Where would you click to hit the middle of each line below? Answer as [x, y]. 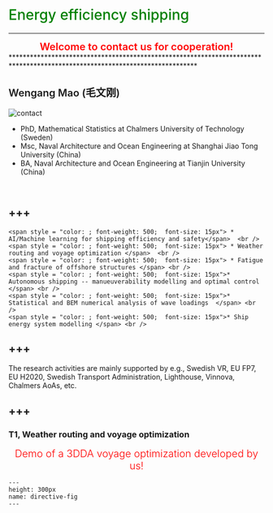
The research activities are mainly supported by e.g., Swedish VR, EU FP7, [132, 369]
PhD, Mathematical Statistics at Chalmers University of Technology [132, 128]
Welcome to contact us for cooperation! [136, 47]
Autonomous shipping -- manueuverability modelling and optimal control [134, 282]
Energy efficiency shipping [99, 15]
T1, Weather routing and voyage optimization [99, 434]
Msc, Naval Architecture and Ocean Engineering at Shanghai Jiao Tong [139, 146]
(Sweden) [37, 137]
